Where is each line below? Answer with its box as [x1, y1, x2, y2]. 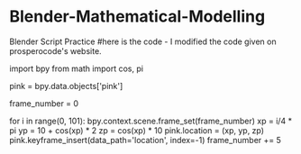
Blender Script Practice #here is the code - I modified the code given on [9, 36, 277, 47]
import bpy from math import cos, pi [9, 63, 144, 74]
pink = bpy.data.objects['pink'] [9, 80, 123, 91]
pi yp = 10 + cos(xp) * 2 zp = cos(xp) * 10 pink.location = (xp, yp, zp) [9, 124, 264, 136]
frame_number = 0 [9, 97, 79, 109]
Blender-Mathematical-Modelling [9, 6, 266, 27]
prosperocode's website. [9, 45, 102, 56]
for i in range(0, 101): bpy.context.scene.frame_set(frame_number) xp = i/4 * [9, 115, 293, 126]
